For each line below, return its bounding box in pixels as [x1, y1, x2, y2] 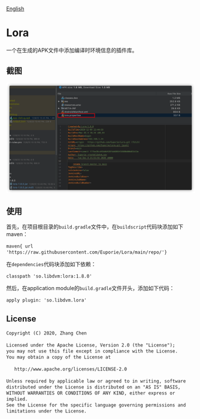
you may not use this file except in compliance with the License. [6, 348, 178, 354]
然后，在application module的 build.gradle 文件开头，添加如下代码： [6, 285, 175, 292]
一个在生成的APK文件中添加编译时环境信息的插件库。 [6, 46, 138, 53]
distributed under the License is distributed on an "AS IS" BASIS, [6, 384, 181, 390]
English [6, 5, 25, 12]
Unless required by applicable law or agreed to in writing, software [6, 378, 186, 384]
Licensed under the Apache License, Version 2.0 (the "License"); [6, 342, 175, 348]
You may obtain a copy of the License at [6, 354, 111, 360]
